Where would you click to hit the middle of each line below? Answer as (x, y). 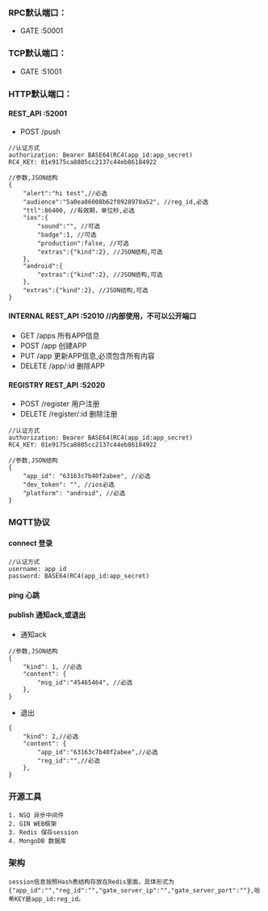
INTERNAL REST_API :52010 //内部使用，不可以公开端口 (103, 316)
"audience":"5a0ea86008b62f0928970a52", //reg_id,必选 (116, 202)
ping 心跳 (24, 594)
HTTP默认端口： (40, 94)
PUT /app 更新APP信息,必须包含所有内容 (87, 355)
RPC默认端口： (38, 12)
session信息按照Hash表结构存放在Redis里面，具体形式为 (92, 882)
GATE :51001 (41, 71)
